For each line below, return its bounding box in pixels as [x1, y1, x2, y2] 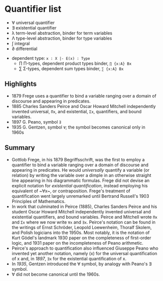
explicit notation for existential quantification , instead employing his [11, 182, 148, 188]
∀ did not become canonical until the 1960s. [11, 271, 101, 277]
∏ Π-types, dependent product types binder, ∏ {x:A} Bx [19, 60, 132, 66]
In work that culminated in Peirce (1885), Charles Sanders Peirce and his [11, 204, 157, 209]
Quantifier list [4, 3, 61, 15]
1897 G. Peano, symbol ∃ [11, 119, 61, 125]
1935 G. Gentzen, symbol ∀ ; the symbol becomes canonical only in [11, 124, 145, 130]
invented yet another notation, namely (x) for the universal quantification [11, 250, 157, 256]
